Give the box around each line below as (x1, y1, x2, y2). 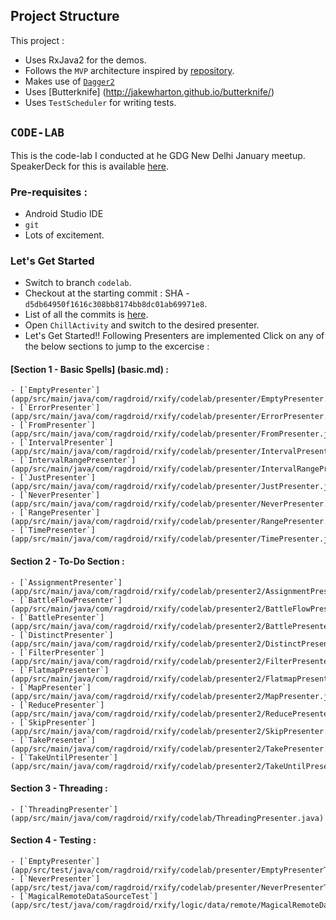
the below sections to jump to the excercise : (24, 340, 210, 353)
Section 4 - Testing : (10, 834, 97, 846)
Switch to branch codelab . (24, 277, 132, 289)
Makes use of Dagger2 (24, 75, 115, 87)
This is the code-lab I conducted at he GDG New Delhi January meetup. (10, 149, 306, 161)
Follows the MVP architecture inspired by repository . (24, 64, 235, 76)
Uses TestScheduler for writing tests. (24, 96, 177, 108)
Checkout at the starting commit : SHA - (24, 287, 190, 299)
